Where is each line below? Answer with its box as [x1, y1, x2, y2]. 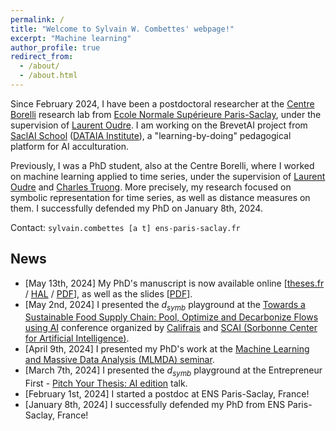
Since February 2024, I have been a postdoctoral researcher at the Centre [10, 97, 315, 110]
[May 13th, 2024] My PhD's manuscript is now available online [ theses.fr [24, 277, 325, 289]
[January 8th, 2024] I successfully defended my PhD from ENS [24, 399, 286, 411]
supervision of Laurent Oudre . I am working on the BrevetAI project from [10, 119, 308, 131]
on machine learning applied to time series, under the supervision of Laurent [10, 170, 326, 182]
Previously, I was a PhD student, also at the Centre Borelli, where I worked [10, 159, 315, 171]
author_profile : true [10, 42, 101, 53]
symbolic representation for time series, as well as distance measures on [10, 191, 311, 203]
